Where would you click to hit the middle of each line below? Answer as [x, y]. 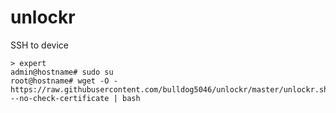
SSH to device [39, 45]
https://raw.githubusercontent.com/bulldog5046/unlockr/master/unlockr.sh [169, 89]
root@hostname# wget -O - [64, 81]
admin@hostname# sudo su [62, 72]
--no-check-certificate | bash [75, 98]
